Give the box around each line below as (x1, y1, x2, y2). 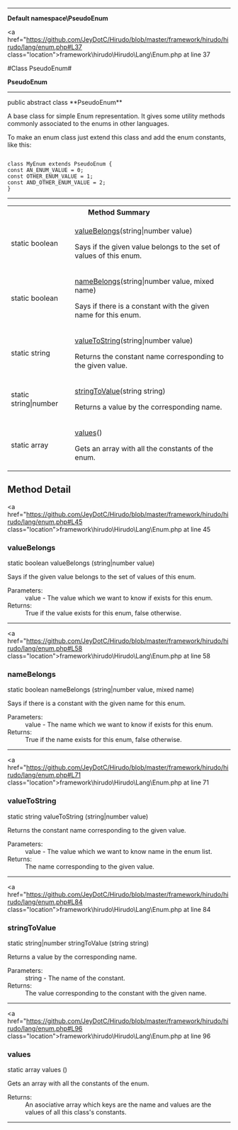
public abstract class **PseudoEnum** (7, 98, 123, 106)
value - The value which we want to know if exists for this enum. (25, 594, 213, 603)
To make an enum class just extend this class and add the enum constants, (7, 133, 227, 142)
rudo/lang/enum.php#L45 (7, 518, 83, 526)
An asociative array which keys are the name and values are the (25, 1100, 212, 1109)
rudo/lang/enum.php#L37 (7, 43, 83, 51)
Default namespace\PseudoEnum (7, 14, 108, 22)
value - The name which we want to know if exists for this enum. (25, 720, 214, 729)
